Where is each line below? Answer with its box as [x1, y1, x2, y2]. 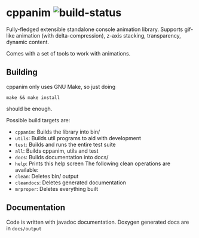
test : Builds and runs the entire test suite [14, 141, 116, 148]
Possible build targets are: [6, 116, 71, 123]
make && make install [6, 94, 60, 101]
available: [14, 166, 39, 173]
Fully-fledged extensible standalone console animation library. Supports [6, 26, 183, 33]
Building [6, 67, 38, 78]
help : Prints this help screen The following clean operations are [14, 160, 171, 167]
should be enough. [6, 105, 53, 112]
